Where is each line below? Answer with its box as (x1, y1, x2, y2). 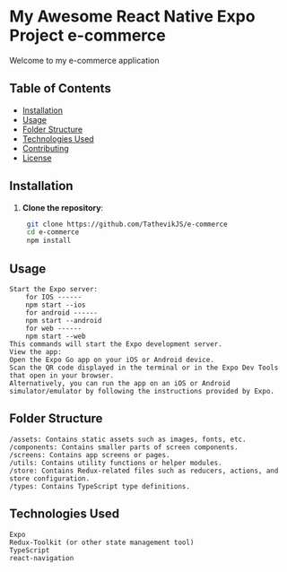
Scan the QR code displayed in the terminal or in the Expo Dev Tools (9, 363, 279, 372)
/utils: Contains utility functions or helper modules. (9, 458, 222, 467)
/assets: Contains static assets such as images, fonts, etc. (9, 435, 247, 444)
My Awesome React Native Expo (9, 6, 256, 27)
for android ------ (25, 308, 99, 317)
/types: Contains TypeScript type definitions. (9, 481, 191, 490)
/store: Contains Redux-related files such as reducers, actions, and (9, 466, 279, 475)
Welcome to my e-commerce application (9, 55, 160, 65)
